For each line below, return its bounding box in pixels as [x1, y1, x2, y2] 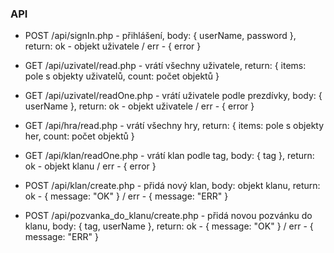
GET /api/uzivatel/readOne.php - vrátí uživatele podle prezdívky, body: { [24, 90, 323, 102]
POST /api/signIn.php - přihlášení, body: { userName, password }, [24, 30, 297, 42]
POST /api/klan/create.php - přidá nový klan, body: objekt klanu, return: [24, 180, 321, 192]
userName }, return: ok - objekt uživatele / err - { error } [24, 100, 255, 112]
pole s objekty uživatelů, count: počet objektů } [24, 70, 220, 82]
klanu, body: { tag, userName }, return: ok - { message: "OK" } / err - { [24, 220, 314, 232]
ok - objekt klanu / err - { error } [24, 160, 157, 172]
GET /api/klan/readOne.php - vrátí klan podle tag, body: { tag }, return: [24, 150, 315, 162]
